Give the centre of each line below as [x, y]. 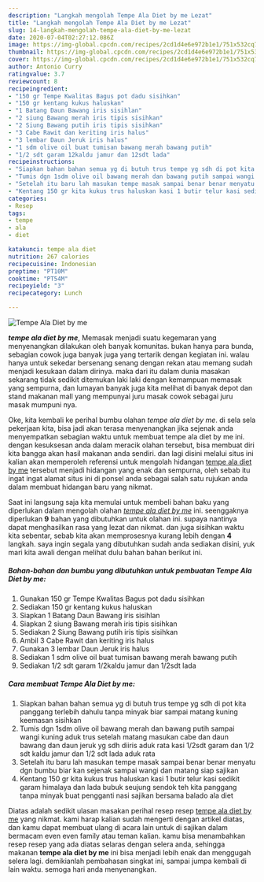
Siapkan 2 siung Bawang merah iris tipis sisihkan [99, 624]
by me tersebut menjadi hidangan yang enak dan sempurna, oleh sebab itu [129, 470]
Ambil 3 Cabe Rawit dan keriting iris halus [87, 640]
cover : [19, 60]
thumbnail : [26, 52]
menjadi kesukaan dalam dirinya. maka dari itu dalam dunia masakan [119, 371]
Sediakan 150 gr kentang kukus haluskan [86, 606]
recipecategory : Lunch [45, 293]
